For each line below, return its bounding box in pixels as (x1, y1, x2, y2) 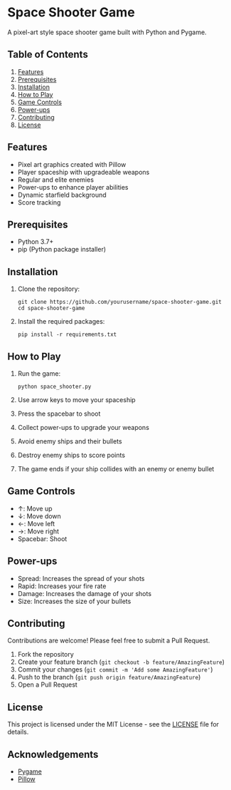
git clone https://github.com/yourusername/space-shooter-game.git (17, 299, 222, 306)
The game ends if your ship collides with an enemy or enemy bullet (17, 465, 215, 473)
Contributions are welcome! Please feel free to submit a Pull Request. (7, 636, 210, 645)
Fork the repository (17, 650, 75, 659)
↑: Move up (17, 504, 53, 513)
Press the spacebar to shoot (17, 409, 101, 418)
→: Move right (17, 527, 59, 535)
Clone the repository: (17, 284, 80, 293)
